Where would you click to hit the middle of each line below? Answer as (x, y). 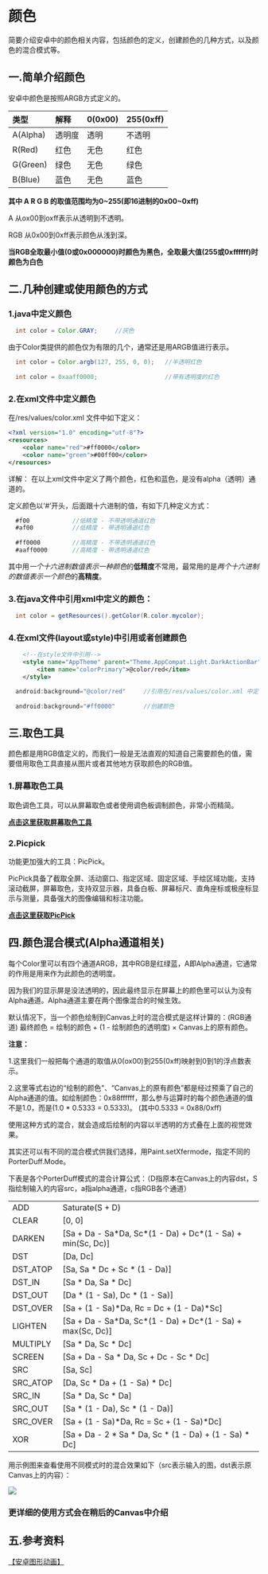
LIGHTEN (30, 1326)
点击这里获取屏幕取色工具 (50, 822)
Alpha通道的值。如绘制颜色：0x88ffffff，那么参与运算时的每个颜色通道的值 (130, 1098)
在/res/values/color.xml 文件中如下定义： (75, 418)
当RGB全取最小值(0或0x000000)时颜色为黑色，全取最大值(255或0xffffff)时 (133, 252)
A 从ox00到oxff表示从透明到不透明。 (68, 218)
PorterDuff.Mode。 (39, 1161)
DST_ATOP (33, 1269)
